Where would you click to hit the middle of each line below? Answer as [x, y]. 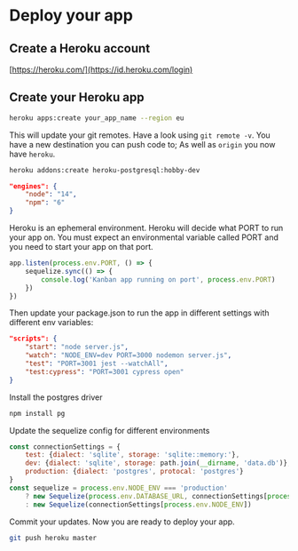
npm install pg [37, 413]
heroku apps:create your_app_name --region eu [97, 118]
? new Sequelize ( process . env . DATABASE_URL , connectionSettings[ [146, 496]
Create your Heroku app [77, 97]
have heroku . [32, 154]
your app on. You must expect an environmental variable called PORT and [144, 237]
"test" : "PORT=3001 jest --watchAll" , [97, 364]
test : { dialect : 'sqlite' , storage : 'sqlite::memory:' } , [133, 455]
